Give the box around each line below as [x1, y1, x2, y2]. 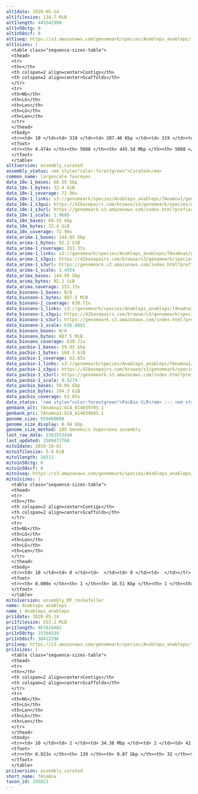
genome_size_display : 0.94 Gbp [6, 421, 83, 427]
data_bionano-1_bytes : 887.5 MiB [6, 295, 88, 301]
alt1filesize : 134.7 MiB [6, 14, 67, 20]
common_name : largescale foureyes [6, 174, 91, 180]
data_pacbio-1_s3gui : [6, 366, 60, 372]
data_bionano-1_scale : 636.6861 [6, 322, 85, 328]
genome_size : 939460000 [6, 415, 65, 422]
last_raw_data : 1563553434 [6, 432, 72, 438]
